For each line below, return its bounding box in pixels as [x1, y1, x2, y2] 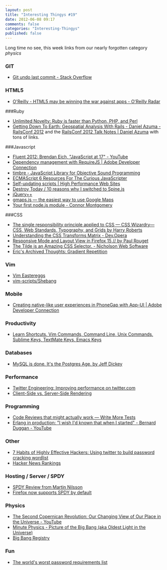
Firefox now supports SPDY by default [12, 489, 92, 495]
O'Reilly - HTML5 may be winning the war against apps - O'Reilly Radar [12, 98, 160, 104]
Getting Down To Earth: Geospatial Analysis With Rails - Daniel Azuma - [12, 123, 161, 129]
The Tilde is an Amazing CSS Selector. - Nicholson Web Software [12, 243, 148, 249]
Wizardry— [131, 221, 155, 227]
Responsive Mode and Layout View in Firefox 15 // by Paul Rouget [12, 238, 149, 244]
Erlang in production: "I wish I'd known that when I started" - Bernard [12, 420, 156, 426]
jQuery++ [12, 191, 33, 197]
